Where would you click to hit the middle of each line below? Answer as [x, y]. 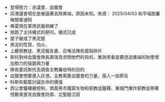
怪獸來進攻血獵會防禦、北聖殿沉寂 [45, 94]
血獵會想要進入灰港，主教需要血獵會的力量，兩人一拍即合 [69, 76]
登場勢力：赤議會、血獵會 [36, 7]
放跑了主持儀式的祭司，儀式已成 [43, 32]
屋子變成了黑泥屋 [27, 38]
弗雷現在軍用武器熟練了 [34, 26]
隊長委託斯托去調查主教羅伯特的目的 [47, 69]
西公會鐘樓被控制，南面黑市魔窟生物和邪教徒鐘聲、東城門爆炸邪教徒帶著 [84, 88]
